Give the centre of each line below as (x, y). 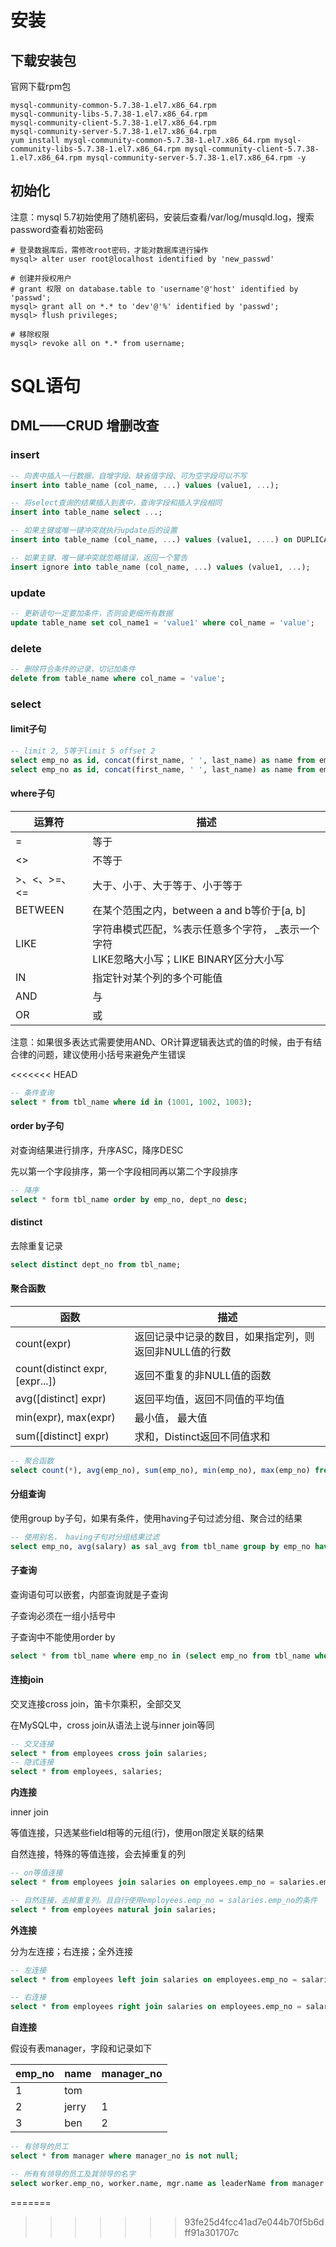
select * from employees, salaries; (86, 1772)
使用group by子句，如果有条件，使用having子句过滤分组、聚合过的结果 (156, 1518)
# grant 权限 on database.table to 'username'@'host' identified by (154, 289)
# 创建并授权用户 (41, 278)
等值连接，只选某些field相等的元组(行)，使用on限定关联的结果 (137, 1833)
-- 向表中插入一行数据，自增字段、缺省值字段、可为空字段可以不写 (129, 476)
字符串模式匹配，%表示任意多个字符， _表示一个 (206, 929)
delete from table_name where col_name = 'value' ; (118, 678)
